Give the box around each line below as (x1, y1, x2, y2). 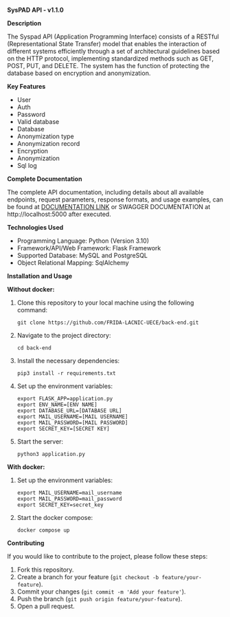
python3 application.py (16, 451, 86, 457)
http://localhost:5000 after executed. (7, 210, 111, 218)
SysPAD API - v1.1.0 (7, 6, 64, 14)
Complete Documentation (7, 175, 82, 183)
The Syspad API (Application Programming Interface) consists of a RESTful (7, 32, 220, 41)
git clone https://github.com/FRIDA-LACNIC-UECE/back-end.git (16, 319, 199, 326)
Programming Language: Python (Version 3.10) (16, 237, 150, 245)
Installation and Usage (7, 272, 73, 280)
